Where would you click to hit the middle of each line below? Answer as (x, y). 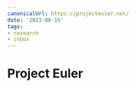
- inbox (18, 39)
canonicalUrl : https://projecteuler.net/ (68, 14)
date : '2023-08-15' (36, 20)
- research (23, 33)
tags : (15, 26)
